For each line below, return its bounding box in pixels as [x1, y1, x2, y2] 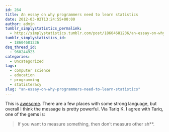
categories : [5, 54, 30, 59]
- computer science [10, 68, 51, 73]
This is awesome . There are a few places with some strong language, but [5, 100, 157, 106]
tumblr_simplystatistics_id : [5, 36, 66, 41]
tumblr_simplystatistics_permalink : [5, 26, 82, 31]
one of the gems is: [5, 111, 45, 117]
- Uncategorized [10, 59, 44, 64]
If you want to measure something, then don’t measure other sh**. [17, 121, 155, 127]
